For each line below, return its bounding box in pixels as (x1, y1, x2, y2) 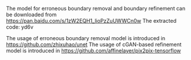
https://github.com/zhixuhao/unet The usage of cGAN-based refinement (6, 41, 182, 48)
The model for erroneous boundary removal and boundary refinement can (6, 5, 186, 12)
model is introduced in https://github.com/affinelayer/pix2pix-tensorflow (6, 47, 181, 54)
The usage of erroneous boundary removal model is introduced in (6, 35, 166, 41)
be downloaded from (6, 11, 57, 18)
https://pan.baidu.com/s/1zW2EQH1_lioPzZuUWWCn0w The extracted (6, 17, 177, 24)
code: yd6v (6, 23, 33, 30)
